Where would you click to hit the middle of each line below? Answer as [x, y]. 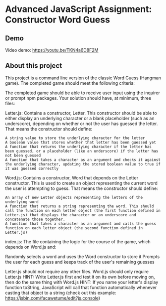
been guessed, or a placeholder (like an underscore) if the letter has [82, 151]
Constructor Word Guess [58, 20]
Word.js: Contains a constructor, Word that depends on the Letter [72, 177]
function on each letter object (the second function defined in [74, 228]
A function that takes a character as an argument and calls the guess [81, 224]
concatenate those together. [35, 219]
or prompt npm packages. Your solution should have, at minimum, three [78, 98]
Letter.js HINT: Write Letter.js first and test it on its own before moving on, [80, 277]
